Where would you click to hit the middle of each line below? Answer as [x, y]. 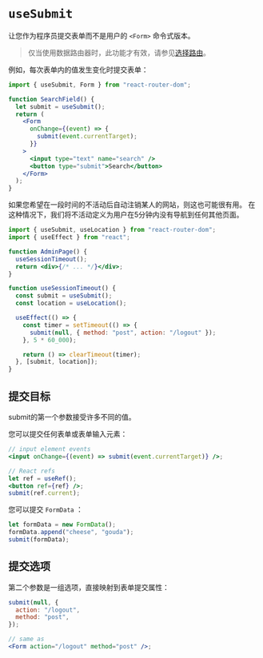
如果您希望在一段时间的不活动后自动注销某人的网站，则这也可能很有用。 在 [132, 205]
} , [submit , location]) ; [57, 362]
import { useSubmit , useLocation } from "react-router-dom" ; [112, 230]
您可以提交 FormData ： [46, 509]
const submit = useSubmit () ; [64, 296]
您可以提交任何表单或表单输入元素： [68, 434]
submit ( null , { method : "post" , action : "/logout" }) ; [123, 333]
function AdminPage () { [48, 251]
